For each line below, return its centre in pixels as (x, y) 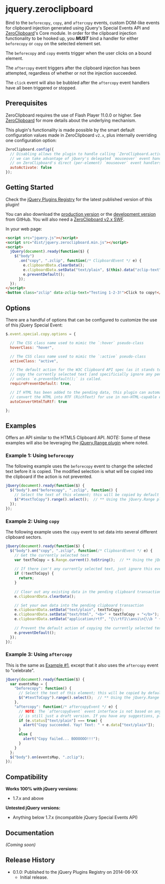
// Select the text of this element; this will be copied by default (87, 495)
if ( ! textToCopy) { (34, 574)
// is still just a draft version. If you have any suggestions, (86, 716)
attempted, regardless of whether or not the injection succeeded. (71, 73)
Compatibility (27, 777)
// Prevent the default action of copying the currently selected (83, 628)
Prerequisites (26, 103)
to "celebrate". (20, 670)
